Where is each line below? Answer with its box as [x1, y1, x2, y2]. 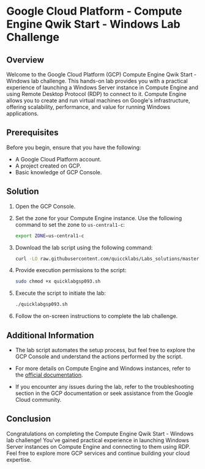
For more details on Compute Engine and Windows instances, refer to [15, 364, 191, 372]
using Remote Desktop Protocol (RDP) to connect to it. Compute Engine [6, 90, 187, 97]
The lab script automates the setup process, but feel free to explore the [15, 346, 196, 353]
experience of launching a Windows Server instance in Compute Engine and [6, 84, 199, 91]
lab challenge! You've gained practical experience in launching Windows [6, 436, 190, 444]
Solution [6, 186, 39, 197]
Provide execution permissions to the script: [15, 267, 127, 274]
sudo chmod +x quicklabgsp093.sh [15, 278, 101, 285]
